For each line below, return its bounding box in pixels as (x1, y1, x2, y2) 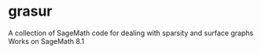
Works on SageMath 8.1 (8, 36, 85, 45)
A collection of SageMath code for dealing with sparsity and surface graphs (8, 28, 254, 38)
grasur (8, 2, 53, 20)
